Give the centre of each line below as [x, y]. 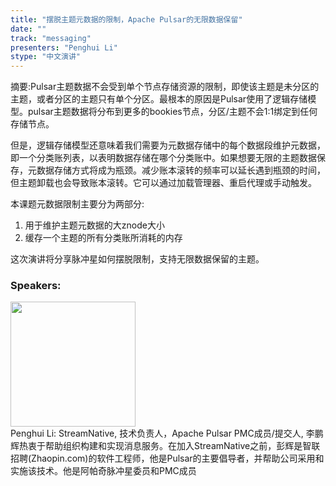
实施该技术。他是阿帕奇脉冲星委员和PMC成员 [103, 471]
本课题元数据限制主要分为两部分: [77, 204]
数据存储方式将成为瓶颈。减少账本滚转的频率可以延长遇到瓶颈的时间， [181, 170]
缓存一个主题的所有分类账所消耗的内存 [103, 238]
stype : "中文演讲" [46, 57]
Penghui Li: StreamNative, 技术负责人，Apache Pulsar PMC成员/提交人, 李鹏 [167, 433]
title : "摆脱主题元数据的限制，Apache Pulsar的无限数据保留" [126, 19]
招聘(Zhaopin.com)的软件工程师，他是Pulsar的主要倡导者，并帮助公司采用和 [167, 458]
